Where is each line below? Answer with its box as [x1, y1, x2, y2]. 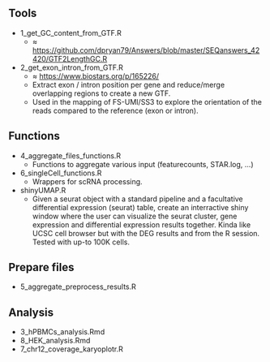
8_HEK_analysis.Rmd [19, 336, 91, 346]
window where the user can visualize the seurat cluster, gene [32, 211, 238, 221]
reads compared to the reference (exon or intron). [32, 106, 199, 115]
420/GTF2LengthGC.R [32, 54, 108, 63]
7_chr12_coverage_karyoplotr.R [19, 344, 124, 354]
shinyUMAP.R [19, 185, 66, 195]
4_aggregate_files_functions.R [19, 150, 122, 161]
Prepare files [8, 261, 75, 274]
